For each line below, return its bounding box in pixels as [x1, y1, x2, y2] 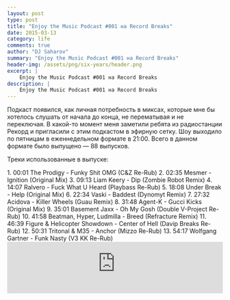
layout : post [7, 10, 44, 17]
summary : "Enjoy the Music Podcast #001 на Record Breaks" [7, 55, 179, 62]
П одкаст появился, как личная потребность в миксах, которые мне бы [7, 106, 216, 114]
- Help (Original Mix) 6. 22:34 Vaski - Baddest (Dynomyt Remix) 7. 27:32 [7, 190, 210, 199]
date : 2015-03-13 [7, 29, 57, 36]
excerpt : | [7, 67, 38, 74]
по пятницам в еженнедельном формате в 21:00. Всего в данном [7, 135, 198, 143]
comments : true [7, 42, 51, 49]
